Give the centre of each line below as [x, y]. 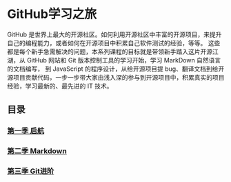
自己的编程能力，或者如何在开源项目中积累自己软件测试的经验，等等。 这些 [114, 43]
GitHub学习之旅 [52, 14]
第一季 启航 [26, 131]
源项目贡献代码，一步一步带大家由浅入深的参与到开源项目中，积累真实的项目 [116, 77]
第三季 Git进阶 [31, 171]
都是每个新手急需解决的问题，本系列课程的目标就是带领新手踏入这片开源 [110, 52]
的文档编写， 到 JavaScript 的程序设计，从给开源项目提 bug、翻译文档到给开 [116, 69]
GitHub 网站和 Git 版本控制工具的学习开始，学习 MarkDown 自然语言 [124, 60]
